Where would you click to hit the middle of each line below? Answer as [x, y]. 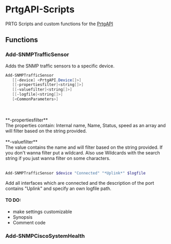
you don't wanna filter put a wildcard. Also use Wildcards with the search [83, 152]
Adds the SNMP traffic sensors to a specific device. [60, 66]
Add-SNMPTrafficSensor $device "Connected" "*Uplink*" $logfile [75, 173]
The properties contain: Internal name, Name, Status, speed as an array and [85, 125]
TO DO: [13, 200]
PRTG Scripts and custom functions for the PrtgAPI [59, 24]
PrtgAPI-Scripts [40, 10]
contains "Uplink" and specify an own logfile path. [58, 188]
